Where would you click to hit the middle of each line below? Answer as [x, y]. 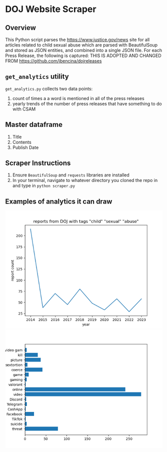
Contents [22, 142]
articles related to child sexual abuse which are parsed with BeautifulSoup [81, 45]
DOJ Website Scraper [51, 9]
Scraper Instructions [38, 163]
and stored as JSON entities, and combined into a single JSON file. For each [84, 50]
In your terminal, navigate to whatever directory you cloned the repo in [85, 180]
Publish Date [25, 147]
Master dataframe [34, 125]
